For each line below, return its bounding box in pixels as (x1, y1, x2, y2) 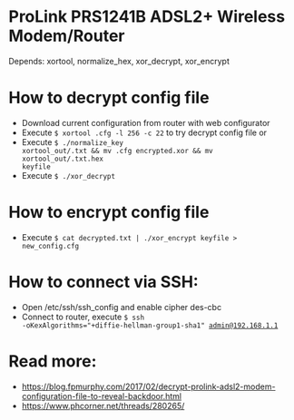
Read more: (8, 351, 97, 371)
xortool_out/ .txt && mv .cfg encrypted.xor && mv (21, 146, 214, 155)
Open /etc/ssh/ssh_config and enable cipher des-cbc (21, 301, 222, 312)
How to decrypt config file (8, 88, 210, 108)
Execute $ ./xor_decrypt (21, 170, 115, 181)
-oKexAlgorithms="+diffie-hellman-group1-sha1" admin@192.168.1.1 (21, 320, 279, 330)
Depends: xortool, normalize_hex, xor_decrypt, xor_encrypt (8, 55, 230, 66)
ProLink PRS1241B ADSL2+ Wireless (8, 6, 286, 27)
